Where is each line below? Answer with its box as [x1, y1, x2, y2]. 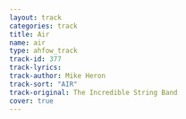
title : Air [9, 30, 50, 38]
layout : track [9, 13, 63, 22]
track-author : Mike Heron [9, 72, 106, 81]
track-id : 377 [9, 55, 63, 64]
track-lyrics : [9, 64, 63, 72]
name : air [9, 38, 46, 47]
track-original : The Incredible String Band [9, 88, 178, 97]
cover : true [9, 96, 54, 106]
